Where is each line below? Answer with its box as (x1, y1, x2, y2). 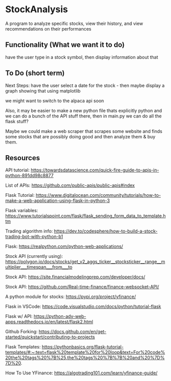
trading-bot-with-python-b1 (5, 233, 63, 240)
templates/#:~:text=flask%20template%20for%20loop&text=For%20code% (5, 349, 165, 356)
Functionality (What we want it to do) (5, 41, 125, 49)
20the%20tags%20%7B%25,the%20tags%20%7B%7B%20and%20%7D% (5, 355, 165, 361)
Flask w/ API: (5, 313, 33, 319)
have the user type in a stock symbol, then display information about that (5, 54, 159, 60)
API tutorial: (5, 167, 30, 173)
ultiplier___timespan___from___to (5, 264, 73, 270)
